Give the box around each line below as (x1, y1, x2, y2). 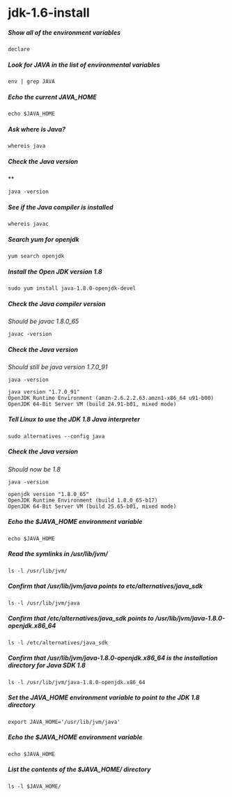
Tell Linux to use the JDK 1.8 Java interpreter (8, 415, 141, 424)
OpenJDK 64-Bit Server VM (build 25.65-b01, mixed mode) (8, 503, 177, 510)
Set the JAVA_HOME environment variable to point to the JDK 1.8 (8, 693, 200, 702)
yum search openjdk (8, 252, 65, 259)
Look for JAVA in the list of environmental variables (8, 61, 161, 69)
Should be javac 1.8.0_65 (8, 317, 79, 325)
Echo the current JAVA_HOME (8, 93, 97, 101)
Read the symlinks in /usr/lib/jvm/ (8, 550, 109, 558)
